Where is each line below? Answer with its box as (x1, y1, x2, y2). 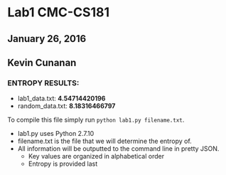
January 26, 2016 (7, 33, 87, 45)
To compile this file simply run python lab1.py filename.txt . (7, 115, 185, 124)
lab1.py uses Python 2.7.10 (17, 129, 95, 138)
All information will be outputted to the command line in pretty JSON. (17, 144, 220, 153)
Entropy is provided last (28, 159, 98, 168)
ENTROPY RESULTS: (7, 78, 80, 87)
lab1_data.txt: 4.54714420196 (17, 94, 106, 103)
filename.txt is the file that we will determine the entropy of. (17, 137, 192, 146)
